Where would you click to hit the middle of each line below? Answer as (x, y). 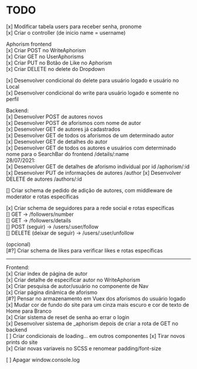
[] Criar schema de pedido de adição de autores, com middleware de (89, 190)
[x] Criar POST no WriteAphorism (46, 50)
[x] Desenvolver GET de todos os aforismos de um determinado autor (90, 135)
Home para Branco (29, 311)
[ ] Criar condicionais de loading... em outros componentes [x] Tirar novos (96, 336)
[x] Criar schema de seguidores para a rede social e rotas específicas (90, 208)
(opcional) (18, 244)
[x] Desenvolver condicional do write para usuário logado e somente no (93, 93)
